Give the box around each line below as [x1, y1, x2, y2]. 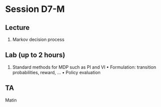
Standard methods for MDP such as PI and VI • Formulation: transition [12, 64, 157, 70]
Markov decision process [12, 36, 65, 42]
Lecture [5, 23, 30, 32]
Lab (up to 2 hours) [5, 51, 66, 59]
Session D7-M [5, 3, 65, 15]
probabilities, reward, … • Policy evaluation [12, 69, 101, 75]
